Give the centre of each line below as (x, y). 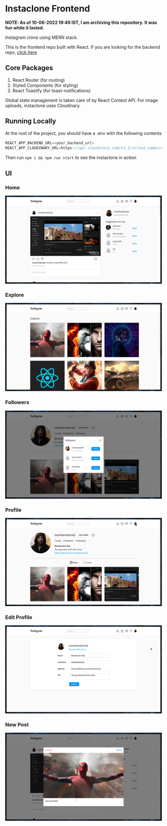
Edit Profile (19, 617)
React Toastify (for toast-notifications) (51, 91)
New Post (17, 725)
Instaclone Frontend (48, 9)
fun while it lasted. (25, 27)
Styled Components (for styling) (45, 85)
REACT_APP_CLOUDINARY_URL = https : (40, 148)
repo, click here (21, 52)
